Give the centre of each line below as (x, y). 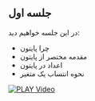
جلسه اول (30, 13)
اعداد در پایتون (41, 65)
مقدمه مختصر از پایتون (53, 56)
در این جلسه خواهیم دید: (44, 32)
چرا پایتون (34, 48)
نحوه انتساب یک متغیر (52, 73)
